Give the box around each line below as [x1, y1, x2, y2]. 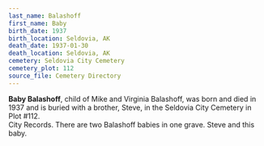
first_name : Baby [8, 19, 67, 27]
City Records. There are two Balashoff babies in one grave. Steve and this [8, 119, 255, 129]
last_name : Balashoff [8, 11, 82, 20]
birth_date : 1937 [8, 27, 67, 35]
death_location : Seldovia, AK [8, 49, 111, 57]
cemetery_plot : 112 [8, 65, 75, 73]
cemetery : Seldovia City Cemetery [8, 57, 126, 65]
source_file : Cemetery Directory [8, 72, 121, 80]
